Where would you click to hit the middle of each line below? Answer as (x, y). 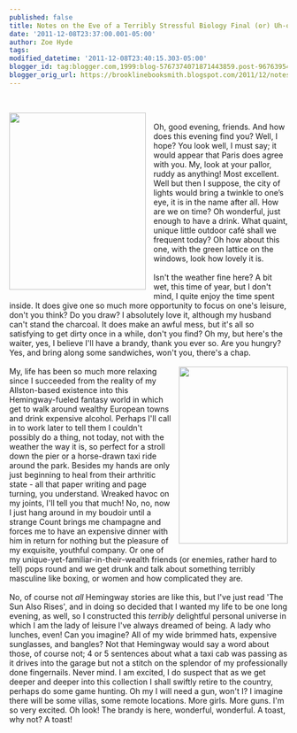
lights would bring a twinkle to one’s (219, 192)
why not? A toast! (41, 719)
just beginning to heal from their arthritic (83, 475)
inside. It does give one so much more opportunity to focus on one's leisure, (148, 305)
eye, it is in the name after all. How (216, 202)
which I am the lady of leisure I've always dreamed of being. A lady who (140, 625)
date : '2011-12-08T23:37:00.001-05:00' (83, 34)
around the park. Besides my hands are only (90, 465)
